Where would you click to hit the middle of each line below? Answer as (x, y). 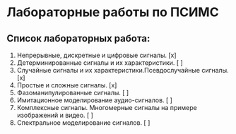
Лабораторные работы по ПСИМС (113, 12)
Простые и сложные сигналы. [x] (67, 85)
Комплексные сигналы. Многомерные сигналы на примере (107, 108)
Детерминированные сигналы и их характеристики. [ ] (100, 63)
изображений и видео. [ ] (55, 115)
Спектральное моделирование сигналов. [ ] (83, 123)
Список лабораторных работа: (78, 38)
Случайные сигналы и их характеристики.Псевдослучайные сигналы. (123, 70)
